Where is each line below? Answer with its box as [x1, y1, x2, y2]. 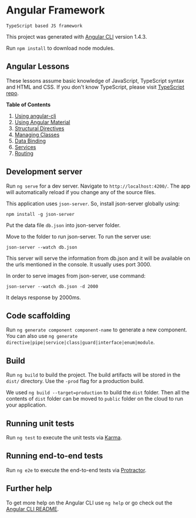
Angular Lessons [6, 62, 70, 72]
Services [14, 143, 36, 150]
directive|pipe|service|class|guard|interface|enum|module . [6, 338, 155, 346]
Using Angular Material [14, 119, 70, 126]
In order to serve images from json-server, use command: [6, 272, 146, 279]
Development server [6, 167, 83, 177]
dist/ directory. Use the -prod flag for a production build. [6, 378, 144, 385]
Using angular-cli [14, 112, 56, 119]
